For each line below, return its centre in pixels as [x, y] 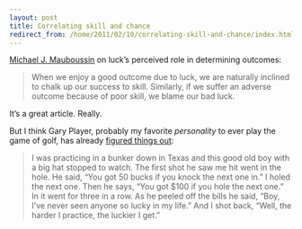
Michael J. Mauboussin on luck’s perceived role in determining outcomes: [145, 60]
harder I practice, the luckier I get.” [95, 216]
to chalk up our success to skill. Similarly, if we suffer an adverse [151, 87]
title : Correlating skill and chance [80, 26]
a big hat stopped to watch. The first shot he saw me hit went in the [156, 168]
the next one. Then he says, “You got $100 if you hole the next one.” [158, 187]
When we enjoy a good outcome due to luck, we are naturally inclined [160, 77]
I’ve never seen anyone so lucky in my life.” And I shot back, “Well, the [161, 206]
